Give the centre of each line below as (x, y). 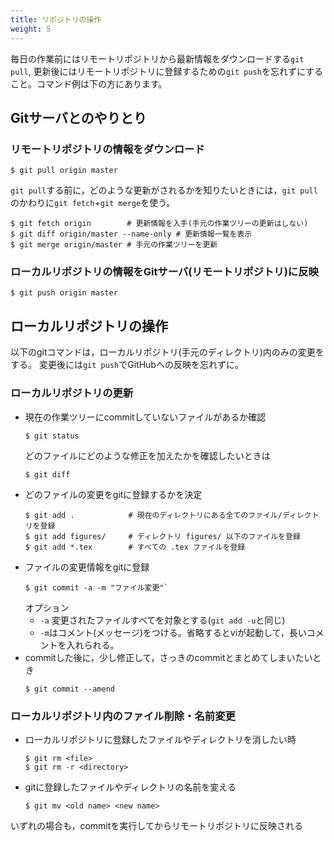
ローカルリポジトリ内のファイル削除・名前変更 (123, 716)
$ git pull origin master (64, 171)
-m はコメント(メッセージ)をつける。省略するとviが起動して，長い (173, 632)
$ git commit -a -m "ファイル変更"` (96, 587)
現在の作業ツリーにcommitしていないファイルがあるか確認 (145, 417)
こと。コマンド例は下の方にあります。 (89, 83)
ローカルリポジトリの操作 (89, 326)
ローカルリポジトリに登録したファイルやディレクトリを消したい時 (160, 739)
